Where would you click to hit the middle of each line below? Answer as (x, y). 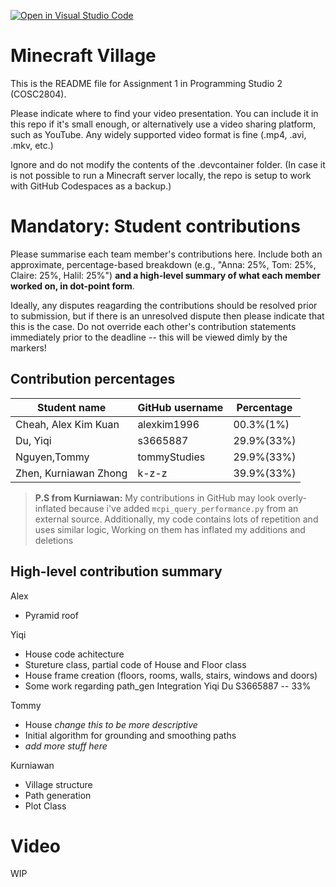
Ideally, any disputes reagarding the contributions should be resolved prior (164, 305)
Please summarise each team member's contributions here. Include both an (166, 254)
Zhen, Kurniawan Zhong (71, 473)
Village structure (58, 784)
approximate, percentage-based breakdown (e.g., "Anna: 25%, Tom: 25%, (163, 264)
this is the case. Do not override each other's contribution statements (153, 326)
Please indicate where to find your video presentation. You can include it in (164, 113)
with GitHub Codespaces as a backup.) (91, 186)
